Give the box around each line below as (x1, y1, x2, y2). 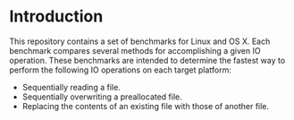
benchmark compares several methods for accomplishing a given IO (9, 45, 261, 56)
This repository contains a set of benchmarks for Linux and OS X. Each (9, 36, 271, 47)
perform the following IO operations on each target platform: (9, 64, 232, 75)
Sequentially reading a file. (21, 81, 121, 92)
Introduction (9, 6, 104, 27)
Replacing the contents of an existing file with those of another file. (21, 100, 270, 111)
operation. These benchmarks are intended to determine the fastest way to (9, 55, 286, 65)
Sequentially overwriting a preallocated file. (21, 91, 183, 102)
